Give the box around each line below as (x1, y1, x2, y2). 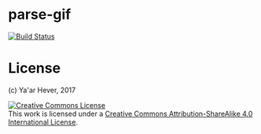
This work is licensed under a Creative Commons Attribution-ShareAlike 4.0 (8, 109, 253, 118)
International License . (8, 117, 79, 127)
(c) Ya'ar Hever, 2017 (8, 85, 76, 95)
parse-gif (8, 6, 72, 24)
